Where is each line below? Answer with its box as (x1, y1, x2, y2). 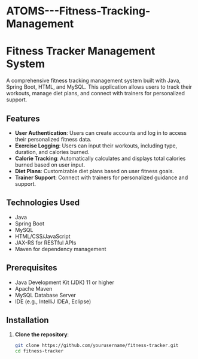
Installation (6, 315, 49, 325)
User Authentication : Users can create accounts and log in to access (14, 129, 187, 136)
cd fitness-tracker (14, 348, 64, 354)
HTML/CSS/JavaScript (14, 233, 71, 240)
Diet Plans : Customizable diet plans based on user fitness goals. (14, 167, 175, 174)
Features (6, 113, 40, 123)
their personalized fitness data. (14, 135, 92, 143)
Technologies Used (6, 198, 80, 208)
